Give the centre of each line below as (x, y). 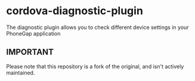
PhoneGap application (33, 33)
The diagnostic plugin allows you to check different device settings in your (97, 27)
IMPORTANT (30, 52)
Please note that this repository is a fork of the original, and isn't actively (95, 66)
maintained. (21, 73)
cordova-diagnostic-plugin (75, 11)
